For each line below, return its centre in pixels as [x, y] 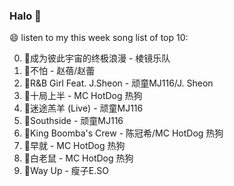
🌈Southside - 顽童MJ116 [73, 121]
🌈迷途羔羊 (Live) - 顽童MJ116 [83, 108]
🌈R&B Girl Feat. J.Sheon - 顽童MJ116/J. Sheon [118, 83]
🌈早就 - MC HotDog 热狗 [74, 146]
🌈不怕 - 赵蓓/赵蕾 [59, 71]
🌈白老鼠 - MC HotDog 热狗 [78, 158]
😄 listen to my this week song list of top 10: [99, 38]
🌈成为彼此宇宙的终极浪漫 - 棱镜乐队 [97, 58]
